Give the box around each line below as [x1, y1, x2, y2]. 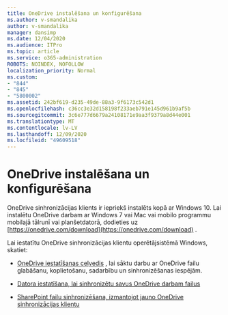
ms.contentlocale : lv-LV [7, 124, 78, 131]
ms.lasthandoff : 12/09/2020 [7, 131, 87, 137]
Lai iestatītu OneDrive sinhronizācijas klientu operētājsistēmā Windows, [7, 238, 208, 247]
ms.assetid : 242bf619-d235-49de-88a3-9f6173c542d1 [7, 99, 154, 106]
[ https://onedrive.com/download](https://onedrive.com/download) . [7, 225, 197, 234]
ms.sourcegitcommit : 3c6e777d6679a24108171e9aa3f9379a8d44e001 [7, 111, 191, 118]
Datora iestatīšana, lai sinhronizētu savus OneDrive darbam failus [16, 279, 201, 288]
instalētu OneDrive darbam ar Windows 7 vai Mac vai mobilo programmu [7, 211, 212, 219]
